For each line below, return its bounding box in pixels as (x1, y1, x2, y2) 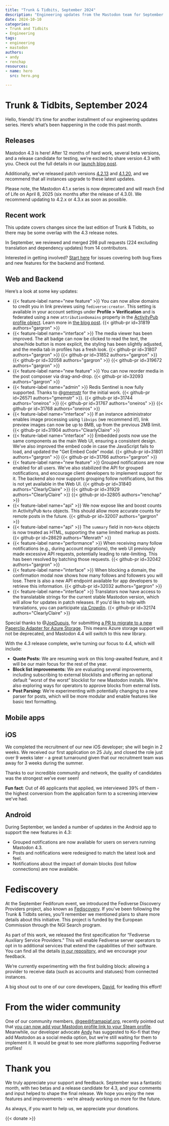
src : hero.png (10, 73, 39, 78)
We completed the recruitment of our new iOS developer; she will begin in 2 (5, 744, 163, 750)
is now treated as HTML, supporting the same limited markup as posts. (12, 530, 160, 536)
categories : (5, 21, 30, 27)
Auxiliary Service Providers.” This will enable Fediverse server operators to (5, 937, 160, 943)
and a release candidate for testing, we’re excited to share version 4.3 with (5, 155, 160, 161)
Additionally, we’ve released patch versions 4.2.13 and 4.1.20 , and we (5, 170, 149, 176)
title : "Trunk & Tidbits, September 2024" (5, 7, 96, 13)
